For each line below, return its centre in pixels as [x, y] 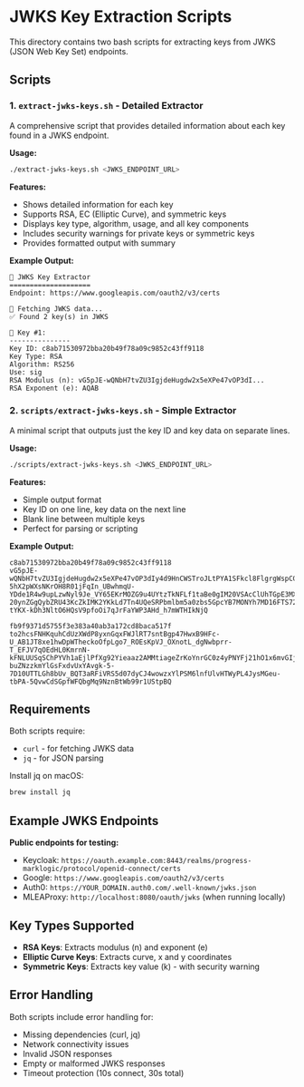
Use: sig [26, 372]
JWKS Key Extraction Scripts [121, 17]
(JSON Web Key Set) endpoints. [69, 51]
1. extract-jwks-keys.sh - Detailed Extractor [106, 106]
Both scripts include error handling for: [81, 1016]
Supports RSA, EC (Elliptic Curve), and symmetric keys [124, 214]
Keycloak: [41, 860]
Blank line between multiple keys [84, 519]
